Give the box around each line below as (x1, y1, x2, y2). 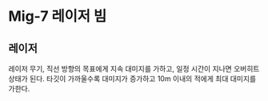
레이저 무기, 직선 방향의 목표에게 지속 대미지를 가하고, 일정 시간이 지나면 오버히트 (8, 64, 260, 73)
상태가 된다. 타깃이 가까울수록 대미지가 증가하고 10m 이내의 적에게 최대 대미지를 (8, 74, 257, 84)
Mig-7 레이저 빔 (8, 7, 107, 25)
